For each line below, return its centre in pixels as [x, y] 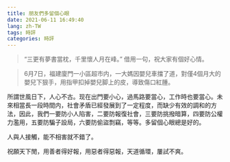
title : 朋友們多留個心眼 [38, 13]
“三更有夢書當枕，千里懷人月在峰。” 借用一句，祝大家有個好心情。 [116, 59]
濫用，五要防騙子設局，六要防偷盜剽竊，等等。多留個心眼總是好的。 [109, 122]
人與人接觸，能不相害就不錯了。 [52, 137]
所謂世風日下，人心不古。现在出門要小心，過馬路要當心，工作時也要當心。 [112, 97]
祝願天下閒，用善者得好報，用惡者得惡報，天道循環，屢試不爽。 [97, 152]
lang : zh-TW [24, 26]
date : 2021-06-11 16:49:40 [46, 20]
